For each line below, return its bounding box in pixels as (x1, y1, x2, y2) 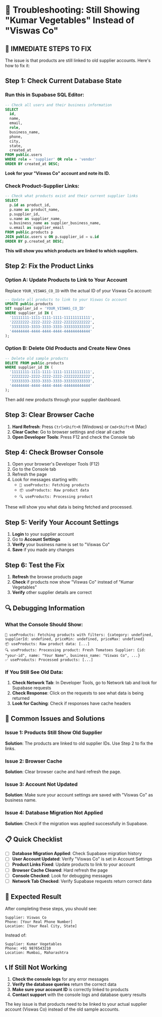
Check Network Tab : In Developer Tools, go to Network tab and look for (12, 679, 157, 685)
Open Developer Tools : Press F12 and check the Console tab (12, 434, 135, 440)
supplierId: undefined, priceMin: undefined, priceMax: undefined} (5, 636, 145, 641)
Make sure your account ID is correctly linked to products (12, 987, 129, 993)
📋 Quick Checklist (5, 835, 63, 843)
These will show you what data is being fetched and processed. (5, 504, 133, 510)
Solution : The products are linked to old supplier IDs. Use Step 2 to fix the (5, 740, 153, 746)
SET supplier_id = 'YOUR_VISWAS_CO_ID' (5, 306, 86, 311)
